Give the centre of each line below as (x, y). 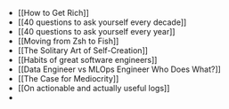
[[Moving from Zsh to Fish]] (68, 41)
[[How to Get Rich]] (53, 13)
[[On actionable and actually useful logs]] (94, 88)
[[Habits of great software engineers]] (87, 60)
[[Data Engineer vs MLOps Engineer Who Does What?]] (119, 69)
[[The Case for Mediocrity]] (68, 78)
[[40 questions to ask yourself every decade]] (102, 22)
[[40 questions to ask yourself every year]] (96, 31)
